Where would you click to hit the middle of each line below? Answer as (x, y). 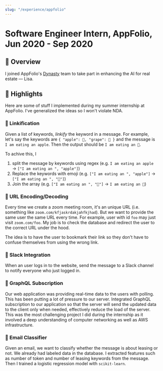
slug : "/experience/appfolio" (36, 9)
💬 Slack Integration (28, 255)
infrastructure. (19, 325)
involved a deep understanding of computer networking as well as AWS (76, 319)
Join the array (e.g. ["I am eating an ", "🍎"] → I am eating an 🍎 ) (79, 184)
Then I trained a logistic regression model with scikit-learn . (65, 363)
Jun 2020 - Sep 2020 (49, 44)
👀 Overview (23, 62)
